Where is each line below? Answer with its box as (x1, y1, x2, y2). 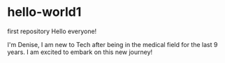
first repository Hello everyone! (7, 27, 97, 35)
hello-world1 (7, 4, 82, 20)
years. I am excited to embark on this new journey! (7, 48, 153, 56)
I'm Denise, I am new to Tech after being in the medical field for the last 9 (7, 40, 218, 48)
